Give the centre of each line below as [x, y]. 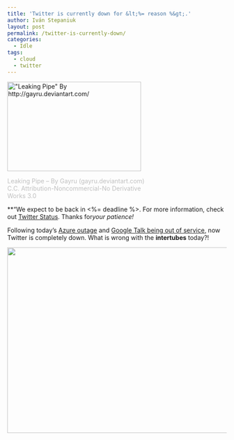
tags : [15, 53]
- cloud [25, 59]
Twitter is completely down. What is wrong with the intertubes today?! [108, 237]
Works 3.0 [22, 195]
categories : [24, 40]
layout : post [26, 26]
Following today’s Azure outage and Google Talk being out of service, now [114, 230]
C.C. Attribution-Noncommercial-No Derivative [74, 188]
